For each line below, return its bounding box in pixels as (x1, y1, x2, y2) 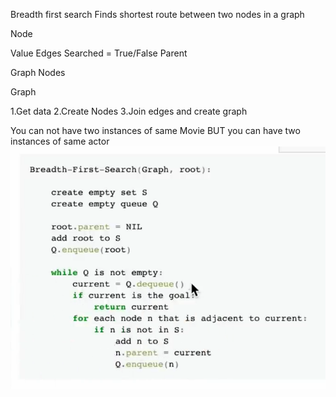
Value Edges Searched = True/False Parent (10, 47, 188, 59)
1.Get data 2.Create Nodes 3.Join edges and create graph (10, 105, 248, 117)
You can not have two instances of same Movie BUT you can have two (10, 125, 301, 136)
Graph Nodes (10, 67, 66, 78)
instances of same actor (10, 135, 110, 147)
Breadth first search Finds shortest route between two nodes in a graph (10, 9, 305, 20)
